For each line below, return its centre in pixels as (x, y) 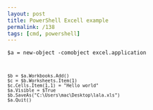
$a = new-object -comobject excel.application (77, 53)
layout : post (26, 14)
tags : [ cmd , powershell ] (44, 33)
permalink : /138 (31, 27)
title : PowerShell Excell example (58, 20)
